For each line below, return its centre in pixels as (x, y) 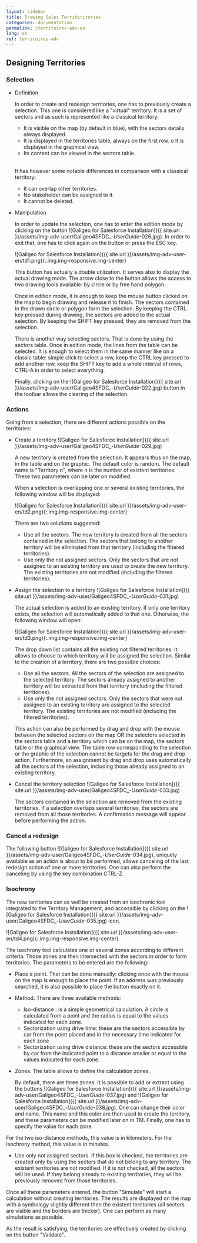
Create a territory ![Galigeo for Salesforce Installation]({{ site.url (92, 440)
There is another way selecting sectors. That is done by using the (94, 338)
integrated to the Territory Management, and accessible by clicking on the (96, 908)
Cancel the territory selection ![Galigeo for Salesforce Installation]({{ (97, 784)
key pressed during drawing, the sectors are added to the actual (92, 315)
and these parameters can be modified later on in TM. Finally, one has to (102, 1120)
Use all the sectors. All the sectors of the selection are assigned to (103, 673)
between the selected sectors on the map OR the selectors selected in (100, 735)
